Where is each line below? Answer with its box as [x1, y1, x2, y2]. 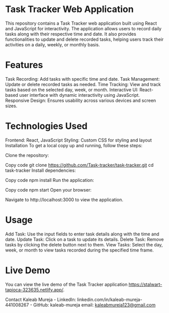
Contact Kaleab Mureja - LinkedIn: [5, 296, 76, 302]
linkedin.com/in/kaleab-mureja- [77, 296, 142, 302]
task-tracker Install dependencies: [5, 167, 76, 173]
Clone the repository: [5, 152, 49, 158]
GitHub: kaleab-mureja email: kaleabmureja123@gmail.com [33, 301, 156, 308]
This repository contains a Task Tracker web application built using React [5, 20, 157, 26]
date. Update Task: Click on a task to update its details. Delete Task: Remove [5, 236, 164, 242]
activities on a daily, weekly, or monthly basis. [5, 41, 100, 47]
